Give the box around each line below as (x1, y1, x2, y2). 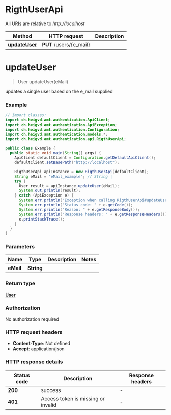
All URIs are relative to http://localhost (5, 20, 85, 27)
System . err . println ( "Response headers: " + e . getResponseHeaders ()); (18, 212, 169, 217)
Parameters (5, 243, 35, 250)
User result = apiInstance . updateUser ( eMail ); (18, 183, 120, 188)
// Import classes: (5, 113, 47, 118)
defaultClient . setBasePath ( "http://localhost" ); (14, 160, 120, 165)
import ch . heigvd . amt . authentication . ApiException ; (5, 122, 117, 127)
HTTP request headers (5, 328, 63, 335)
